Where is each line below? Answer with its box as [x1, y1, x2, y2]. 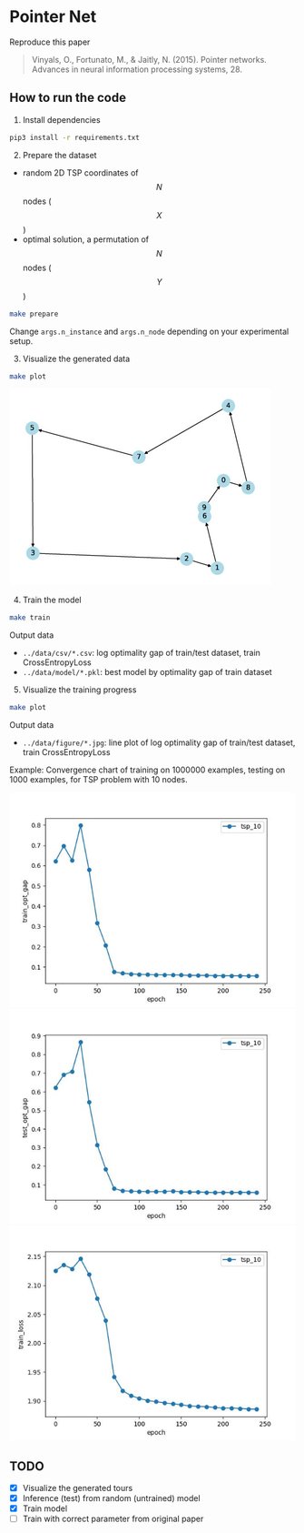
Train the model [22, 594, 82, 606]
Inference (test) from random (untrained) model [22, 1493, 201, 1503]
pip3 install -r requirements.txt [9, 133, 141, 142]
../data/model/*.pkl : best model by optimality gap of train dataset [22, 667, 272, 678]
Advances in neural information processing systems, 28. [31, 64, 243, 75]
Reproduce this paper [9, 36, 91, 47]
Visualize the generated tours [22, 1482, 133, 1493]
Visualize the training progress [22, 684, 137, 695]
